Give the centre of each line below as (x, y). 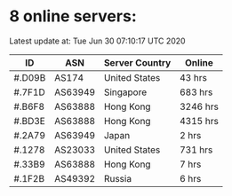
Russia (117, 178)
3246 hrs (199, 106)
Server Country (137, 62)
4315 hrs (199, 121)
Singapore (125, 92)
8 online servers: (73, 16)
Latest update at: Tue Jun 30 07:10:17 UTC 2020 (97, 41)
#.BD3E (30, 121)
